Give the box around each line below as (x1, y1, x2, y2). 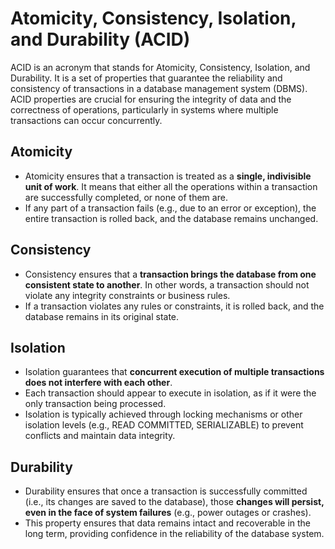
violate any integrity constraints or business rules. (24, 289, 231, 301)
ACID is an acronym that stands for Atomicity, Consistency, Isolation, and (10, 61, 311, 73)
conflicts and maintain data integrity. (24, 430, 176, 442)
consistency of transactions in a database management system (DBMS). (10, 82, 308, 94)
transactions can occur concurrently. (10, 114, 163, 126)
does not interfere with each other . (24, 377, 173, 389)
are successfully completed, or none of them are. (24, 191, 228, 203)
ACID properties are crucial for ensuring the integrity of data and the (10, 93, 292, 105)
